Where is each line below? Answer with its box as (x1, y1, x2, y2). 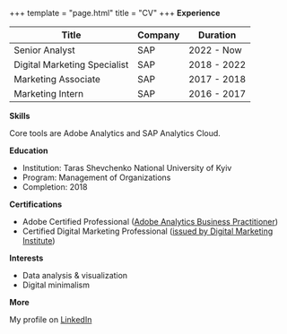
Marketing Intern (13, 88, 84, 99)
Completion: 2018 (22, 182, 88, 192)
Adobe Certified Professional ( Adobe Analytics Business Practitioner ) (22, 217, 279, 227)
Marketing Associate (13, 73, 101, 85)
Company (137, 29, 180, 41)
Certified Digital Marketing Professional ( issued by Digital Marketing (22, 226, 274, 236)
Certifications (9, 199, 63, 210)
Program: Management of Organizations (22, 172, 171, 183)
